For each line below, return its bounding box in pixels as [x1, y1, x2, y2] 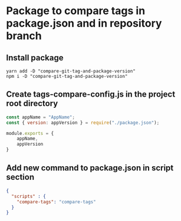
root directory [6, 98, 58, 108]
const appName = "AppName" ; [6, 114, 75, 120]
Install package [6, 52, 64, 62]
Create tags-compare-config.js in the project [6, 90, 176, 100]
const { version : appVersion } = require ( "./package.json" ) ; [6, 120, 160, 126]
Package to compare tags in [6, 4, 146, 18]
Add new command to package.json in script [6, 163, 174, 173]
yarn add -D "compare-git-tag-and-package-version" [6, 68, 136, 74]
